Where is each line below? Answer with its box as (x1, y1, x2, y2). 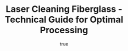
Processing (39, 25, 88, 36)
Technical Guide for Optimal (4, 14, 123, 25)
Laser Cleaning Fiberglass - (5, 3, 122, 15)
